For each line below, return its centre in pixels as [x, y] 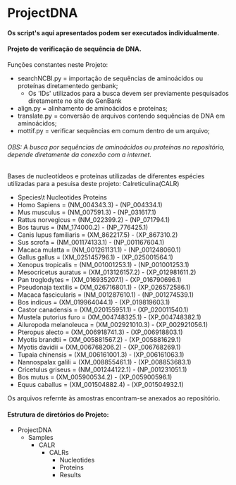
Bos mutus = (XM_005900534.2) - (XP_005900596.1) [95, 377]
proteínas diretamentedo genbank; [68, 85]
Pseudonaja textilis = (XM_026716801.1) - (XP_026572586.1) [104, 288]
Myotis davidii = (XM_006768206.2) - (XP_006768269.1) [99, 348]
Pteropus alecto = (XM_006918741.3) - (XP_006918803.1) [100, 332]
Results [70, 475]
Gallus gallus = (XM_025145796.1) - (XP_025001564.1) [95, 257]
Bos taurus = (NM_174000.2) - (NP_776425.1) [83, 228]
